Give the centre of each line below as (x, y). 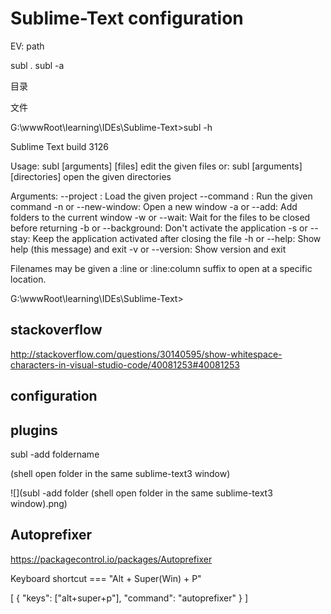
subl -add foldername (55, 454)
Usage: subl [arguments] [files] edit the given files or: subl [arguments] (156, 166)
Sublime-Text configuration (127, 18)
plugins (34, 430)
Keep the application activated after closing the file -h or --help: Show (177, 238)
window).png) (39, 503)
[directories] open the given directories (91, 176)
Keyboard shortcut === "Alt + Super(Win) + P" (106, 578)
